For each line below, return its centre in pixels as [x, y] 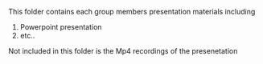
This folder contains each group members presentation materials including [132, 12]
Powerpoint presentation [61, 27]
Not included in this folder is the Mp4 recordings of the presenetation [123, 51]
